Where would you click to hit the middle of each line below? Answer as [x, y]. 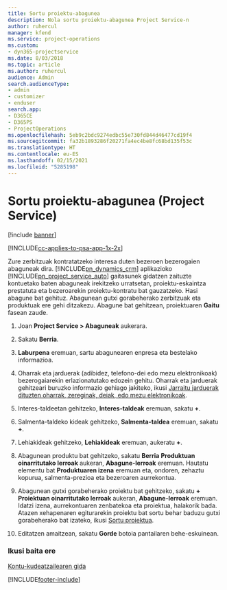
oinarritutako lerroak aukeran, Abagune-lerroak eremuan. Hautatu [113, 463]
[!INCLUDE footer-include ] [44, 579]
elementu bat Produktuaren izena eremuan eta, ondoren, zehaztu [111, 470]
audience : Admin [31, 77]
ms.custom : [23, 45]
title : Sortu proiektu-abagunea [54, 13]
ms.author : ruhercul [37, 71]
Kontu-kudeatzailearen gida [47, 566]
